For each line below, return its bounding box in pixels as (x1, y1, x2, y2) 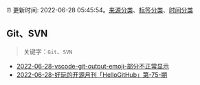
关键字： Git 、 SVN (23, 47, 73, 56)
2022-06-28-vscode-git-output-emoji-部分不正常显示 (16, 62, 170, 70)
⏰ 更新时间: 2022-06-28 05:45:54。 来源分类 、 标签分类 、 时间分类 (6, 6, 194, 14)
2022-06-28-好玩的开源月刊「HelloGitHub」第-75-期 (16, 71, 168, 79)
